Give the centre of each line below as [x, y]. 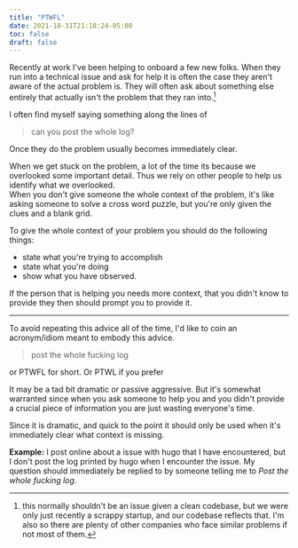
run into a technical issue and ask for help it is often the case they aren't [141, 77]
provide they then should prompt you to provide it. [101, 302]
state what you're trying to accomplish [92, 257]
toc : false [29, 34]
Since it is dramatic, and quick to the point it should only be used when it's [145, 425]
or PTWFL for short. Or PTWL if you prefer [86, 372]
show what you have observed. [79, 275]
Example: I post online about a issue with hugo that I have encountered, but [148, 452]
